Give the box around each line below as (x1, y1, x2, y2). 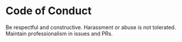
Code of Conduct (5, 4, 92, 18)
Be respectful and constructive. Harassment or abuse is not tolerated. (5, 24, 176, 31)
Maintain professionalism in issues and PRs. (5, 30, 113, 37)
